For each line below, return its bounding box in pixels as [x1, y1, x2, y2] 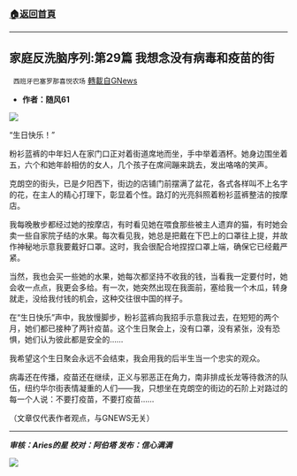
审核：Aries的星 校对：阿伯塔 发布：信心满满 [9, 440, 172, 450]
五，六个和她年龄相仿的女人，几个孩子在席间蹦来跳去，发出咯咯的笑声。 [9, 159, 272, 170]
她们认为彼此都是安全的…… [24, 334, 124, 345]
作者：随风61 [21, 95, 70, 105]
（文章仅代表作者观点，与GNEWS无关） [9, 413, 155, 424]
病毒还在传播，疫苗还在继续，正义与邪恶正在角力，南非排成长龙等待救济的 [9, 372, 280, 382]
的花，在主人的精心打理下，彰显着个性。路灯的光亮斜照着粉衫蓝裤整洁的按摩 [9, 189, 288, 200]
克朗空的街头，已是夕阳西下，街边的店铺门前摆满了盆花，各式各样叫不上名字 [9, 179, 288, 189]
